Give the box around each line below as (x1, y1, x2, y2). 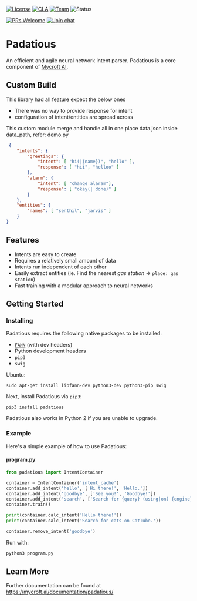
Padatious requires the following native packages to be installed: (6, 330, 162, 337)
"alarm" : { (27, 175, 54, 181)
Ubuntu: (6, 371, 26, 378)
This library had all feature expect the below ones (6, 96, 126, 103)
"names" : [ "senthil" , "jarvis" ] (27, 208, 111, 214)
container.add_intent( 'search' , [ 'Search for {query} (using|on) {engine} (6, 496, 193, 502)
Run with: (6, 539, 29, 546)
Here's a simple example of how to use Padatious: (6, 442, 127, 449)
